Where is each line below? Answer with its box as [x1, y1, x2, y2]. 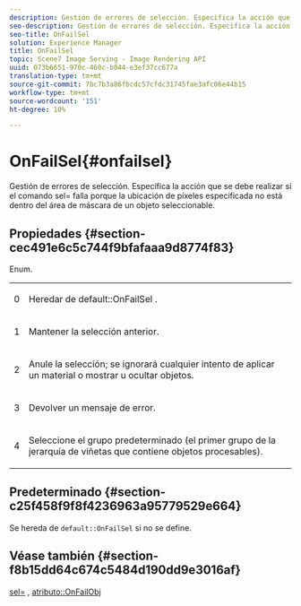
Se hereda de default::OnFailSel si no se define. [9, 522, 193, 533]
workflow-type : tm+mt [9, 88, 90, 97]
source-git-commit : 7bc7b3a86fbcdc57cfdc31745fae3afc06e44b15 [9, 80, 246, 89]
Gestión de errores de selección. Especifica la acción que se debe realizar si [9, 181, 292, 192]
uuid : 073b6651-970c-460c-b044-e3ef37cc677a [9, 64, 178, 73]
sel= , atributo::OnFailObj [9, 586, 101, 597]
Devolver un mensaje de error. [28, 402, 157, 413]
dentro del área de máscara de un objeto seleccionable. [9, 200, 215, 211]
